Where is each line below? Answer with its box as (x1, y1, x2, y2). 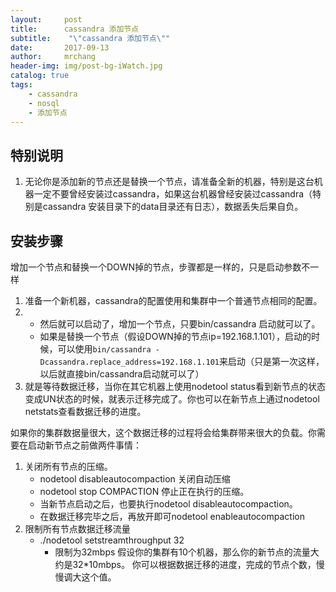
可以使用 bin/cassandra (57, 343, 152, 355)
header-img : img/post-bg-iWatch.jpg (10, 61, 163, 71)
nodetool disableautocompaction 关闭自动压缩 (39, 473, 231, 485)
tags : (10, 80, 33, 90)
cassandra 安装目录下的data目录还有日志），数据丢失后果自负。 (42, 201, 304, 213)
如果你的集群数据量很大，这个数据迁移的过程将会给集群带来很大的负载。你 (10, 427, 317, 438)
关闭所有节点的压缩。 (24, 461, 113, 472)
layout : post (10, 14, 83, 25)
